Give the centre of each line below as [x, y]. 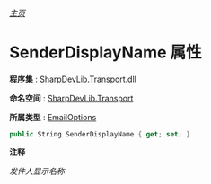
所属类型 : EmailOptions [53, 117]
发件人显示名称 [37, 171]
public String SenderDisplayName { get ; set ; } [100, 134]
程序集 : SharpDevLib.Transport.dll [73, 79]
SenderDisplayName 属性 [105, 52]
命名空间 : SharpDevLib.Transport [71, 98]
